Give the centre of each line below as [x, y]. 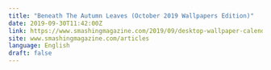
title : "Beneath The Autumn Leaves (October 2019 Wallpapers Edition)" [131, 16]
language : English [39, 46]
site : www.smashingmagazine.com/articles [79, 38]
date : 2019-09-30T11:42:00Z [56, 23]
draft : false [30, 53]
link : [17, 31]
